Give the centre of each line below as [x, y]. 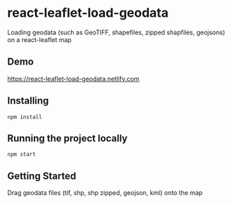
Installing [28, 101]
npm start [22, 155]
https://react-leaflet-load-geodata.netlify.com [73, 79]
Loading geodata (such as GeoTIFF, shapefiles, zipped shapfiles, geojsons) [116, 32]
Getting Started [42, 176]
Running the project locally [67, 138]
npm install [25, 117]
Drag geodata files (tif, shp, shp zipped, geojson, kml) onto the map [105, 193]
